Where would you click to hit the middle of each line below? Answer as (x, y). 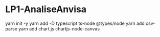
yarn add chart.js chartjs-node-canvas (59, 28)
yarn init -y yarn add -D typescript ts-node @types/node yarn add (75, 23)
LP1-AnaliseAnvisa (46, 9)
